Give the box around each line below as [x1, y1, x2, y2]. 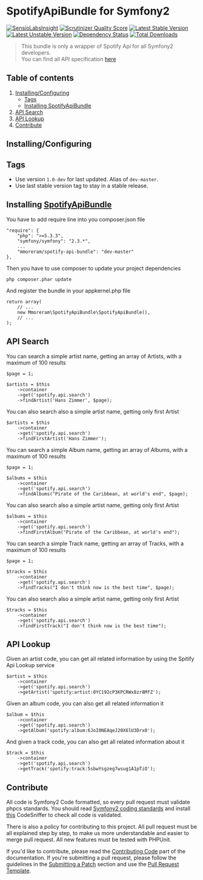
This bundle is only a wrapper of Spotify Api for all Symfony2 [21, 42, 174, 50]
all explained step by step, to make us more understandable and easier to [6, 830, 190, 837]
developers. [21, 49, 52, 56]
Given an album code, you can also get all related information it [6, 700, 164, 707]
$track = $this [6, 750, 45, 756]
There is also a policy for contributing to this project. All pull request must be [6, 823, 198, 830]
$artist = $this [6, 673, 47, 680]
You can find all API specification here [21, 55, 116, 62]
